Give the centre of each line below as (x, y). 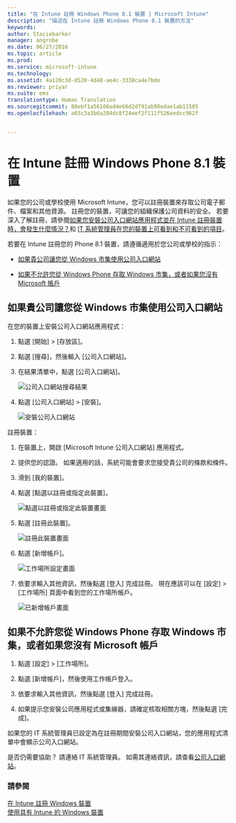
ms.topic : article (34, 54)
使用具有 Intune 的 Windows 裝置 (56, 812)
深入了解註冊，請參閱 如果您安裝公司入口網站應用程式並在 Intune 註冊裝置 (115, 220)
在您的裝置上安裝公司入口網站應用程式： (66, 326)
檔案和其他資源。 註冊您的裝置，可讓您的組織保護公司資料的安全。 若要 (124, 211)
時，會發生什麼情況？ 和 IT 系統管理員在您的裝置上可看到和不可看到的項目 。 (118, 229)
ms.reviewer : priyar (38, 87)
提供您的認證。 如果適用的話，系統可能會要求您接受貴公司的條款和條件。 (124, 462)
